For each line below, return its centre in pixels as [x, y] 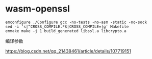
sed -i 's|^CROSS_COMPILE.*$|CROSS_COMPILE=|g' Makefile [67, 26]
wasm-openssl [38, 9]
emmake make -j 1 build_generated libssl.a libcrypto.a [66, 31]
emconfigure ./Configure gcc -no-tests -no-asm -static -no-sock [76, 22]
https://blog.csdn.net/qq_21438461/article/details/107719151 [68, 51]
